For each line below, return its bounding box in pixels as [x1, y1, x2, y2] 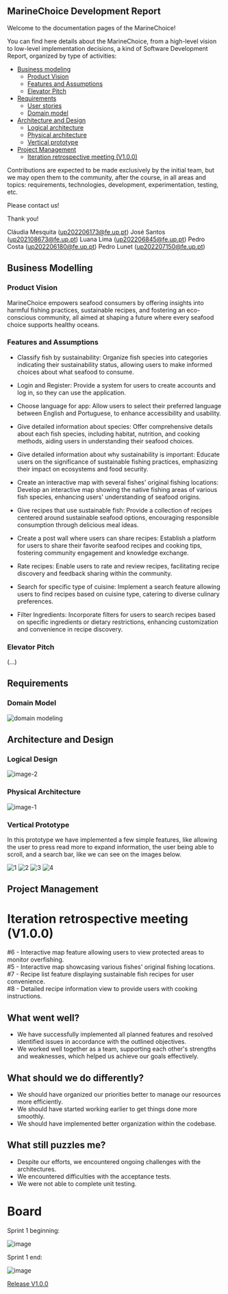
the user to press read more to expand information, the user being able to [7, 843, 214, 851]
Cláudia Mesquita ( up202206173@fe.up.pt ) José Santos [7, 227, 166, 236]
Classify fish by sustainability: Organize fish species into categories [16, 353, 208, 361]
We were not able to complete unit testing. [16, 1179, 137, 1187]
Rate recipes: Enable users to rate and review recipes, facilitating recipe [16, 561, 220, 570]
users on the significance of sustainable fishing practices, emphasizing [16, 457, 218, 466]
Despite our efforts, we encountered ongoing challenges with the [16, 1157, 201, 1165]
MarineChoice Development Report [7, 5, 161, 17]
